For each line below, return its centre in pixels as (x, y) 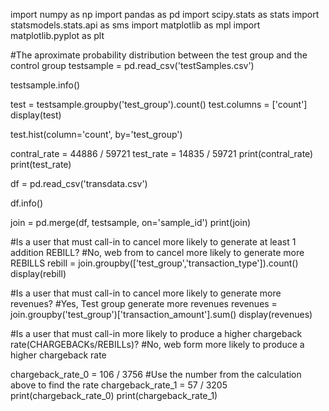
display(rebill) (38, 273)
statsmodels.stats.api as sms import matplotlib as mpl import (135, 25)
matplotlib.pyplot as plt (57, 35)
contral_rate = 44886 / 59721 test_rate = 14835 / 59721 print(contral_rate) (162, 153)
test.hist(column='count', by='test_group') (96, 134)
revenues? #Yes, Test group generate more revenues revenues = (144, 303)
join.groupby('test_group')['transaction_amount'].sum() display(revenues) (161, 314)
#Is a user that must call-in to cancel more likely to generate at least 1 (153, 242)
